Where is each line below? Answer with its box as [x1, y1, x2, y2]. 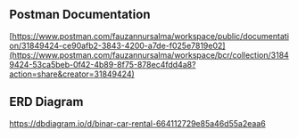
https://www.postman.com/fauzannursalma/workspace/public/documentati [12, 30, 290, 41]
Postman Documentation [9, 7, 151, 22]
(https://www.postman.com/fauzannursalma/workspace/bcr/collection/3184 [9, 49, 290, 61]
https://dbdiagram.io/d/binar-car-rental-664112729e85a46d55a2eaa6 [9, 118, 266, 128]
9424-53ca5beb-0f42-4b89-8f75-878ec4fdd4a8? [9, 59, 196, 69]
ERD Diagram [9, 94, 84, 110]
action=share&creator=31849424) [9, 69, 136, 79]
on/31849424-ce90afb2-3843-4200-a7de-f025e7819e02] [9, 40, 226, 51]
